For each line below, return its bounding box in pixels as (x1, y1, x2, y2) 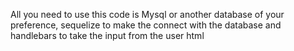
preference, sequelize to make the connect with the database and (10, 19, 282, 31)
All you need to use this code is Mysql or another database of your (10, 9, 285, 20)
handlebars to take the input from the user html (10, 30, 205, 41)
